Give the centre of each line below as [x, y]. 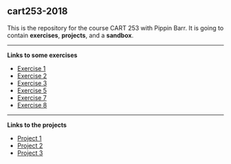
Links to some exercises [42, 55]
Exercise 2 [32, 76]
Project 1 [29, 138]
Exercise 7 [32, 98]
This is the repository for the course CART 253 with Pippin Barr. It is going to [115, 28]
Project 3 [30, 153]
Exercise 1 [31, 68]
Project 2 [30, 145]
